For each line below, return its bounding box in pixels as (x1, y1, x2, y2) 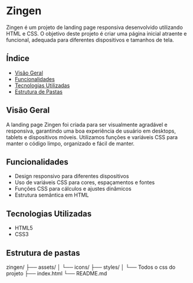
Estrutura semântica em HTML (14, 191, 89, 199)
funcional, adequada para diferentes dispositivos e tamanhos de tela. (6, 36, 174, 43)
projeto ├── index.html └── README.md (6, 270, 107, 276)
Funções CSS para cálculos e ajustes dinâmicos (14, 185, 132, 192)
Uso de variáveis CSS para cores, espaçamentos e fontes (14, 179, 155, 186)
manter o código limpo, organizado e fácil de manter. (6, 140, 135, 147)
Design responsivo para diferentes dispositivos (14, 173, 129, 180)
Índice (6, 53, 30, 63)
